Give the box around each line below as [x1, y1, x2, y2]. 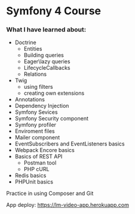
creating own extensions [23, 89, 85, 97]
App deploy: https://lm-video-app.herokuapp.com [6, 201, 130, 209]
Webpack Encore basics [14, 147, 75, 154]
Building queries [23, 52, 64, 59]
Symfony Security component [14, 115, 88, 122]
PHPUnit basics [14, 178, 54, 185]
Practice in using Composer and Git [6, 190, 94, 197]
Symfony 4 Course [6, 4, 102, 18]
